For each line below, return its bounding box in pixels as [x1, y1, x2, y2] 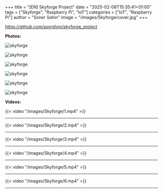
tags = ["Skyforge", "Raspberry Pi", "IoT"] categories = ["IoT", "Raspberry [5, 9, 152, 15]
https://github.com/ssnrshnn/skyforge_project [5, 24, 98, 30]
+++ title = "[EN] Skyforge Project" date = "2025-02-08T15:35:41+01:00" [5, 4, 152, 10]
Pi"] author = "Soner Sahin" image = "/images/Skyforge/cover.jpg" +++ [5, 15, 148, 20]
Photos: [5, 33, 21, 39]
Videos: [5, 99, 21, 105]
